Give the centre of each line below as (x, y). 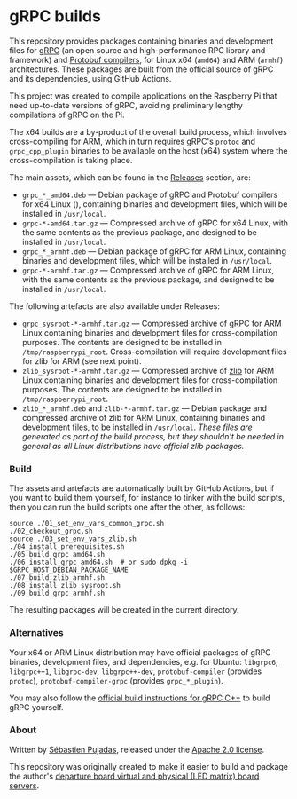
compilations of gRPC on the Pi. (67, 115)
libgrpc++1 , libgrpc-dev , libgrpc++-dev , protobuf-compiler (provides (136, 671)
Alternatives (36, 633)
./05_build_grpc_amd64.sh (57, 555)
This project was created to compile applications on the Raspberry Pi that (143, 96)
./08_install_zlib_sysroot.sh (65, 586)
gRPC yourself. (36, 707)
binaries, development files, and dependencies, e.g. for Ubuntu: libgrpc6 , (144, 661)
